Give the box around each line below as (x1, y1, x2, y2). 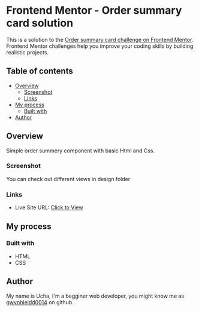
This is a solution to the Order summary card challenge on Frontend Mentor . (6, 36, 194, 43)
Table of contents (6, 66, 73, 77)
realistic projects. (6, 48, 49, 56)
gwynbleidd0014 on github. (6, 298, 74, 305)
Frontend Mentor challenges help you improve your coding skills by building (6, 42, 194, 50)
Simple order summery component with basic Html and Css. (6, 147, 155, 154)
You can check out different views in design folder (6, 175, 131, 182)
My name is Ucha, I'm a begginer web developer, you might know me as (6, 292, 185, 299)
